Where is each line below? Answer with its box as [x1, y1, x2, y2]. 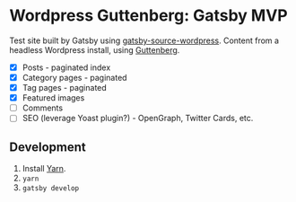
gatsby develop [22, 184, 80, 193]
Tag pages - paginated [22, 83, 108, 93]
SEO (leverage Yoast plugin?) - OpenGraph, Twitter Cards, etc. [22, 113, 254, 124]
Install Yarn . [22, 163, 66, 174]
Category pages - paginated [22, 73, 127, 83]
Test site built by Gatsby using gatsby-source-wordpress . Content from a [9, 35, 280, 46]
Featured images [22, 92, 85, 103]
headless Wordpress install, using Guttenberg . [9, 44, 180, 55]
